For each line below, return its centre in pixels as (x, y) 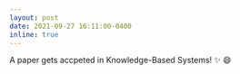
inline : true (34, 34)
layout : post (34, 18)
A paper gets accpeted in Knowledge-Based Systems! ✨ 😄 (120, 60)
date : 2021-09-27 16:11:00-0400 (70, 26)
